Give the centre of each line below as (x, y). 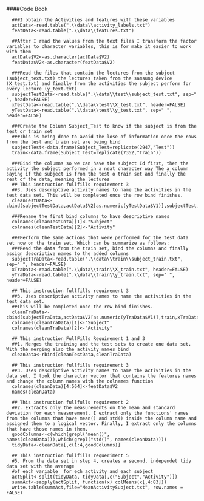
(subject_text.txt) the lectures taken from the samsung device (89, 78)
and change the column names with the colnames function (80, 381)
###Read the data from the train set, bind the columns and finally (100, 248)
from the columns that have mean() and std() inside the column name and (102, 418)
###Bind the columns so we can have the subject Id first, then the (100, 163)
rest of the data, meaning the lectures (58, 179)
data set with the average (40, 466)
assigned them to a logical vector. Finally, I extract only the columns (102, 424)
